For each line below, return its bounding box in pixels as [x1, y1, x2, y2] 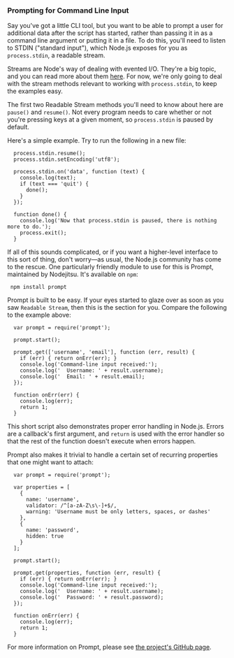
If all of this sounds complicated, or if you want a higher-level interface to [7, 248, 218, 257]
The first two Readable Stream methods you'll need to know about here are [7, 101, 224, 109]
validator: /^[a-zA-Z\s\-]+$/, [25, 502, 117, 509]
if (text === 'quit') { [20, 180, 89, 187]
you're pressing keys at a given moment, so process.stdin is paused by [7, 115, 214, 124]
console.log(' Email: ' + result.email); [20, 373, 145, 380]
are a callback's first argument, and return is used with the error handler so [7, 429, 225, 438]
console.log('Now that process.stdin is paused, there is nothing [20, 217, 217, 224]
